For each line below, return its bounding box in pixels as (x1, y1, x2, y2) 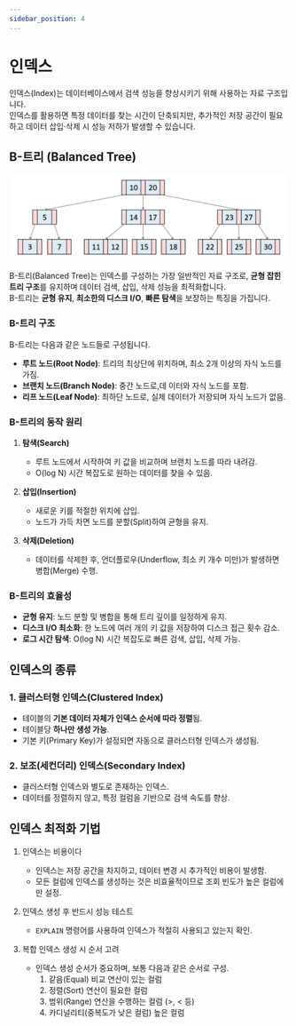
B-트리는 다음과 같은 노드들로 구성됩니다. (9, 338, 151, 350)
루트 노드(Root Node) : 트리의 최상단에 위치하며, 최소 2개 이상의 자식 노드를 (21, 358, 282, 369)
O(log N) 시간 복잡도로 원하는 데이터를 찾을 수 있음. (35, 467, 213, 478)
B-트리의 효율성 (9, 589, 73, 601)
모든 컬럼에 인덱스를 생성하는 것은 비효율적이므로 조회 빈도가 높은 (35, 876, 261, 887)
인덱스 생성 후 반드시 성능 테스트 (21, 906, 134, 917)
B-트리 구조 (9, 317, 56, 330)
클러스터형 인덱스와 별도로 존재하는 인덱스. (21, 782, 170, 792)
